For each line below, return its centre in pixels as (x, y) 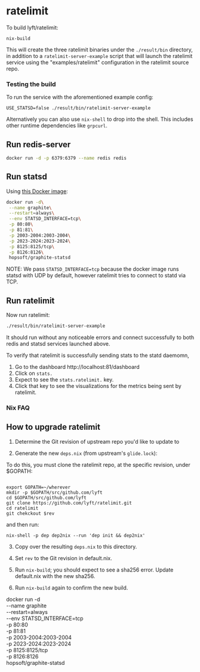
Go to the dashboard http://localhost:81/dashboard (77, 367)
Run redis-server (39, 144)
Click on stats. (33, 373)
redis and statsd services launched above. (58, 344)
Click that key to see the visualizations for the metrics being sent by (98, 386)
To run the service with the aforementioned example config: (80, 97)
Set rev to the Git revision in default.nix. (63, 558)
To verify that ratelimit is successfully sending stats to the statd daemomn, (98, 355)
